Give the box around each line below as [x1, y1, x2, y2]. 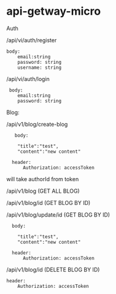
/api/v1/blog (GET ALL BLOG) [6, 187, 80, 195]
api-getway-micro [6, 4, 101, 18]
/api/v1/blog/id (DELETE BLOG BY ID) [6, 266, 100, 273]
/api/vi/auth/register [6, 36, 57, 44]
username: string [17, 64, 62, 71]
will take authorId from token [6, 175, 79, 182]
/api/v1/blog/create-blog [6, 120, 68, 128]
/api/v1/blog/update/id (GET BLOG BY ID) [6, 211, 110, 219]
